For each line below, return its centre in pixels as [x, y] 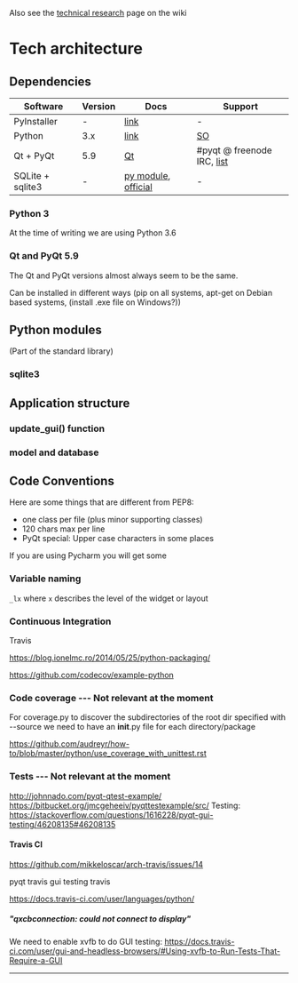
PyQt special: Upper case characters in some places [118, 539]
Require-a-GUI [36, 960]
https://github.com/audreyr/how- [70, 744]
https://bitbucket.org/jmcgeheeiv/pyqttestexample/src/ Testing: [125, 805]
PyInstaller [35, 121]
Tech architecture [76, 49]
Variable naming [45, 579]
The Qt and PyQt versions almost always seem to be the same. [124, 276]
